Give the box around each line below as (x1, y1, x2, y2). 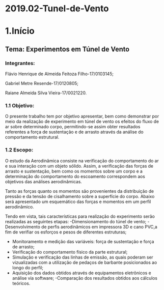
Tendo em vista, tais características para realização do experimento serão (5, 213, 155, 219)
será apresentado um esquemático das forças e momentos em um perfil (5, 199, 151, 204)
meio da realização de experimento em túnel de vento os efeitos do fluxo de (5, 118, 159, 124)
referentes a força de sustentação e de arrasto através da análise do (5, 129, 144, 135)
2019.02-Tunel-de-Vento (5, 3, 109, 14)
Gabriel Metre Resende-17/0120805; (5, 81, 79, 87)
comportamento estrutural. (5, 134, 60, 140)
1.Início (5, 26, 35, 37)
